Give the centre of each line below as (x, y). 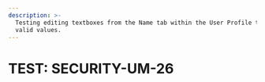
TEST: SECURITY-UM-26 (91, 68)
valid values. (38, 30)
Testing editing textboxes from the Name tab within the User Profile (134, 23)
